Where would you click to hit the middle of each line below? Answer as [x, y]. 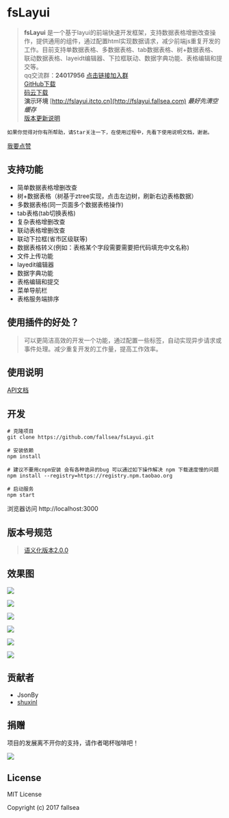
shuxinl [27, 702]
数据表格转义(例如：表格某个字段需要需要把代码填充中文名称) [103, 247]
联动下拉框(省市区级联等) [52, 238]
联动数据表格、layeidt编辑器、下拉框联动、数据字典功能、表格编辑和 [120, 58]
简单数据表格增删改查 [47, 187]
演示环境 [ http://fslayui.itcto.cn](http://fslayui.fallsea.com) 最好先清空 [121, 101]
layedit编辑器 [36, 264]
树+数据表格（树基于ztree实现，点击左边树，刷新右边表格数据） [107, 196]
